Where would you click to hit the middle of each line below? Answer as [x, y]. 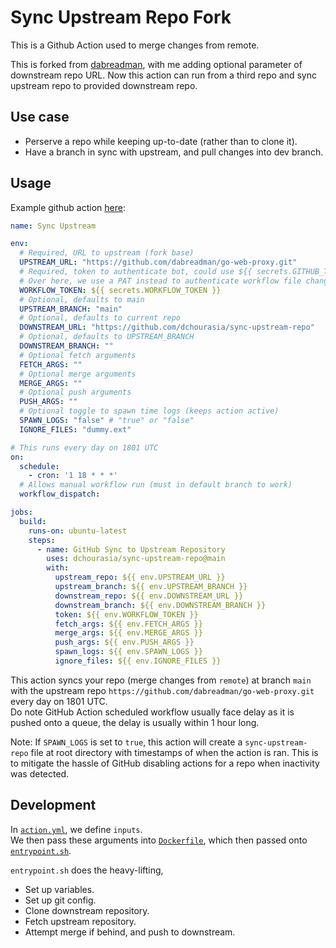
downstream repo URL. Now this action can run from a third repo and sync [163, 75]
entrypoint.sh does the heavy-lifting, [87, 870]
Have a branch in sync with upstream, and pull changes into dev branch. [174, 152]
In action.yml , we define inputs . [76, 829]
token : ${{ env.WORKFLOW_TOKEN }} [126, 614]
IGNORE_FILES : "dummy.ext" [75, 429]
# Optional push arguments [75, 392]
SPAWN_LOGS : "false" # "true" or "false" [107, 421]
